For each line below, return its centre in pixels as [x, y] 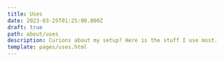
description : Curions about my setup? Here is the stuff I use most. [113, 41]
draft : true [25, 27]
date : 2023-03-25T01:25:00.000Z [55, 21]
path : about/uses [33, 34]
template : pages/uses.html [47, 47]
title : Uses [25, 14]
